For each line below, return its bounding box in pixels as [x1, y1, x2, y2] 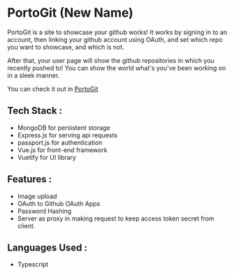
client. [17, 221, 36, 230]
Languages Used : [7, 241, 88, 253]
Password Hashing [17, 207, 72, 215]
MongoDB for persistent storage [17, 124, 110, 132]
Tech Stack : [7, 105, 63, 117]
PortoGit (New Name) [7, 5, 134, 21]
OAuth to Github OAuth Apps [17, 199, 101, 207]
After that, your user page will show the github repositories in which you [7, 56, 214, 64]
